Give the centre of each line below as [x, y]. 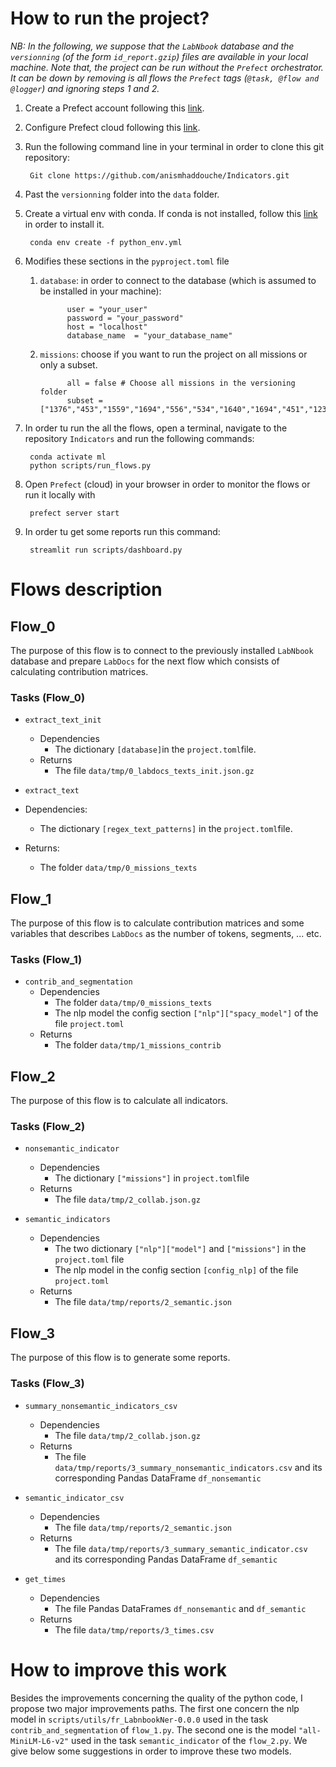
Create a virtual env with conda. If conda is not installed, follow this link [171, 213]
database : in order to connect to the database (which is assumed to [178, 280]
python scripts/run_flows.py [90, 465]
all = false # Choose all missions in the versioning [181, 383]
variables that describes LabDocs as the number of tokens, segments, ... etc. [166, 934]
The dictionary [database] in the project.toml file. [155, 749]
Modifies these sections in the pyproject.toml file [127, 261]
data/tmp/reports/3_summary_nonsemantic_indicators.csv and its [188, 1467]
